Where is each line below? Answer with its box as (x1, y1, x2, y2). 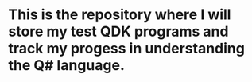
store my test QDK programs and (8, 22, 229, 41)
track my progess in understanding (8, 40, 245, 57)
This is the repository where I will (8, 6, 231, 24)
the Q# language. (8, 57, 125, 75)
